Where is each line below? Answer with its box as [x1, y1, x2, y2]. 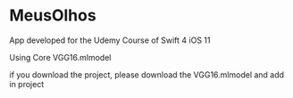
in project [9, 78, 45, 89]
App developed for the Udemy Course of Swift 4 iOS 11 [9, 35, 211, 45]
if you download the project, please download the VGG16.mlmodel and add [9, 69, 284, 80]
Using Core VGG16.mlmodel [9, 52, 112, 62]
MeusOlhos [9, 5, 96, 26]
